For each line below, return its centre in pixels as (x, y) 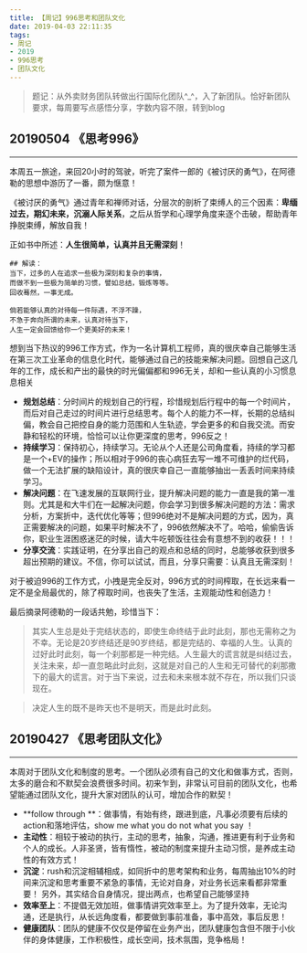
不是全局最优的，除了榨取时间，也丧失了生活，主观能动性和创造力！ (145, 592)
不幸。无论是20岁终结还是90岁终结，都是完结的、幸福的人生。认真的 (162, 642)
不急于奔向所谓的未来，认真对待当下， (71, 320)
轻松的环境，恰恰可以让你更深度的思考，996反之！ (134, 436)
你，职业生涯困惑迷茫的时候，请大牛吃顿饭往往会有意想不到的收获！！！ (159, 538)
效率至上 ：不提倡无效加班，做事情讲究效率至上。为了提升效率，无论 (151, 905)
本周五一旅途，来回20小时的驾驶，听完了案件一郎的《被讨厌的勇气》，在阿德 (153, 171)
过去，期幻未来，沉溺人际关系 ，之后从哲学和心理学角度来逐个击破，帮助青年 (153, 213)
